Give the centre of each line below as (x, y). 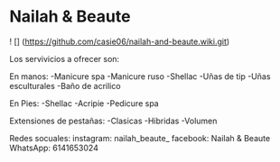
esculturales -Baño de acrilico (65, 85)
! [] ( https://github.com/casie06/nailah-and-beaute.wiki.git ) (120, 41)
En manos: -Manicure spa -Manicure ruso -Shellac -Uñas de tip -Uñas (140, 76)
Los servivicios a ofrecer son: (65, 58)
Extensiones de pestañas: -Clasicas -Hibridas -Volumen (113, 121)
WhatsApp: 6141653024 (54, 148)
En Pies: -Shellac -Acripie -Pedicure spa (84, 103)
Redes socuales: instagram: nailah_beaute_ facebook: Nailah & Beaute (140, 138)
